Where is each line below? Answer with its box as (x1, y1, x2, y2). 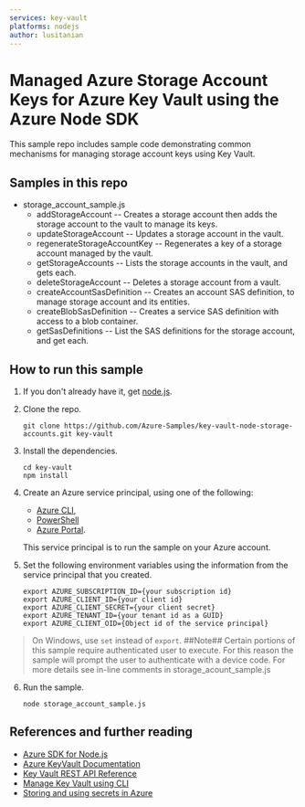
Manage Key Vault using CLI (22, 778, 130, 789)
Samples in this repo (9, 175, 128, 190)
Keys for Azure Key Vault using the (9, 89, 279, 110)
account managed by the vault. (36, 248, 153, 259)
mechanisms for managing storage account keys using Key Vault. (9, 148, 256, 160)
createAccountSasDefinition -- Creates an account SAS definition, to (36, 287, 295, 298)
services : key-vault (9, 13, 89, 23)
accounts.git (22, 429, 73, 439)
